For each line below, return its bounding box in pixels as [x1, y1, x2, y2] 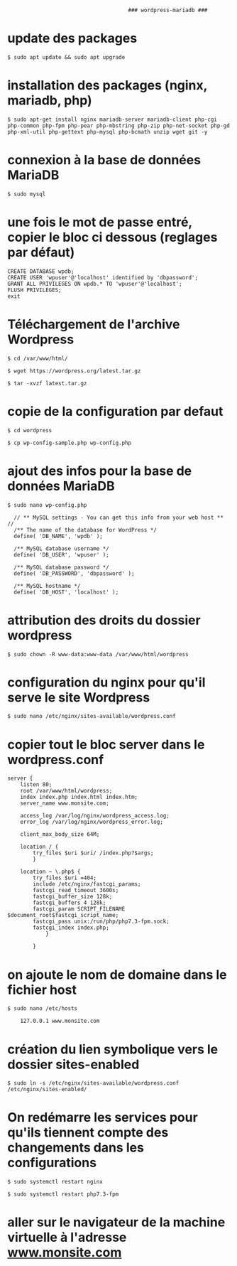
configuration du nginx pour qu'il [7, 674, 206, 690]
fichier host [7, 982, 77, 998]
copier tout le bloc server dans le [7, 736, 205, 753]
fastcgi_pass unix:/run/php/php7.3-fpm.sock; [33, 918, 170, 926]
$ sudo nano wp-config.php [7, 501, 87, 508]
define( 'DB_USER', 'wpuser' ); [13, 551, 110, 558]
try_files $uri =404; [33, 874, 97, 881]
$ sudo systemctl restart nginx [7, 1179, 103, 1186]
